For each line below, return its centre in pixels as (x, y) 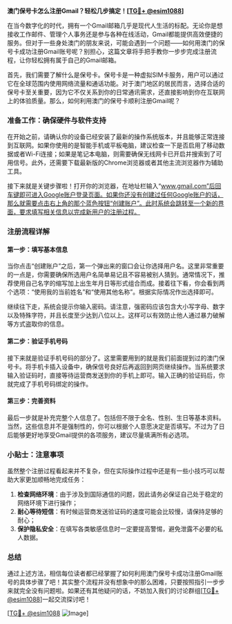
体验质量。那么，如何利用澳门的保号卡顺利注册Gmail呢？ (100, 101)
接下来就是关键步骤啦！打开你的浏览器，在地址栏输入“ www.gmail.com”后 (111, 186)
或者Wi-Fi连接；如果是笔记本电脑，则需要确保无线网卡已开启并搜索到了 (114, 154)
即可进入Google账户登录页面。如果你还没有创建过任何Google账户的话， (121, 195)
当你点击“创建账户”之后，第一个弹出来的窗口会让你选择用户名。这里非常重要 (116, 266)
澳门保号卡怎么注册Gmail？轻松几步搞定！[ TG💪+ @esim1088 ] (96, 11)
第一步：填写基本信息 (37, 249)
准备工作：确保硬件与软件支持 (57, 120)
